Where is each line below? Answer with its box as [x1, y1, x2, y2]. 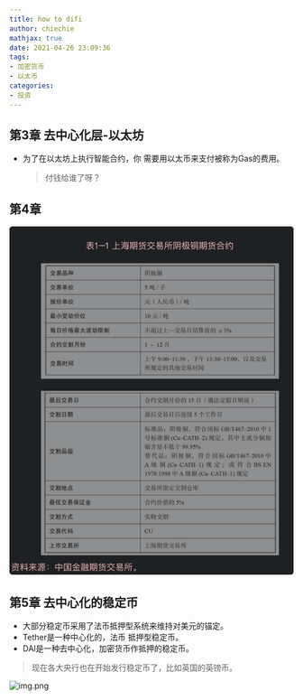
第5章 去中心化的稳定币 [9, 594, 139, 610]
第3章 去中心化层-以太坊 [9, 127, 144, 144]
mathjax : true [9, 33, 63, 42]
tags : [9, 52, 30, 62]
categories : [9, 81, 54, 90]
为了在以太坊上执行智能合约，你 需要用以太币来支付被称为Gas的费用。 [22, 154, 285, 164]
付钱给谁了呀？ [44, 173, 101, 183]
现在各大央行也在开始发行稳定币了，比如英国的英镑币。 [31, 662, 237, 673]
